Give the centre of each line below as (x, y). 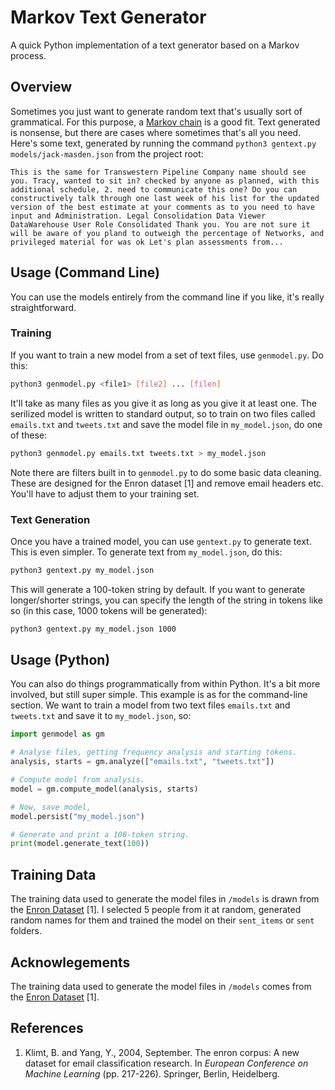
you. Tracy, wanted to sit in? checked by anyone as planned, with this (165, 181)
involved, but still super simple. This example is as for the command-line (159, 695)
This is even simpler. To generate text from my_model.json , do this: (146, 552)
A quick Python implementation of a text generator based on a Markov (155, 45)
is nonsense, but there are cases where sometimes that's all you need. (156, 132)
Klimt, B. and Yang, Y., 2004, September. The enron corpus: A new (162, 1052)
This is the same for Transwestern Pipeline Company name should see (158, 172)
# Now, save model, (51, 807)
